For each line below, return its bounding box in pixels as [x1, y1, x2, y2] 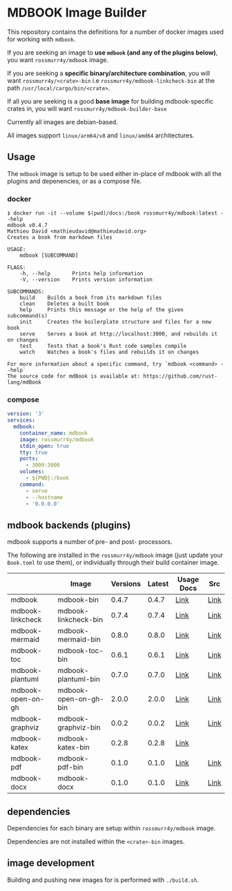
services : [7, 417, 36, 424]
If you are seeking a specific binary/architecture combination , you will [7, 69, 211, 77]
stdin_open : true [19, 442, 70, 449]
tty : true [19, 449, 48, 456]
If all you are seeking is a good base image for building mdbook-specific [7, 97, 214, 105]
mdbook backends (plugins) [7, 519, 131, 531]
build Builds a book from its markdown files [19, 295, 162, 302]
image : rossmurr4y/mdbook [19, 436, 95, 443]
